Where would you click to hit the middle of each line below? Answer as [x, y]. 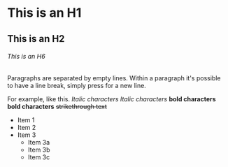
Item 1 [26, 119]
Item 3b [39, 150]
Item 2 [27, 127]
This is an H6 [26, 57]
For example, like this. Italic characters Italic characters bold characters [112, 99]
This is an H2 [36, 39]
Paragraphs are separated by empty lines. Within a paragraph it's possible [114, 78]
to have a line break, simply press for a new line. [77, 85]
